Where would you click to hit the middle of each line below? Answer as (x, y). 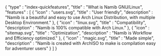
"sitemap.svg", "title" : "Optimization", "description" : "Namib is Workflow (79, 33)
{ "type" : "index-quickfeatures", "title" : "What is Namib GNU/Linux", (74, 7)
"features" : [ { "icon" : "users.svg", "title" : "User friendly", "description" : (79, 12)
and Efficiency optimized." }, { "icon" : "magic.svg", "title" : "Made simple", (80, 38)
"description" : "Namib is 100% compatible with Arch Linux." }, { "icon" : (77, 28)
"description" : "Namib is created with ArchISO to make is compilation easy (80, 43)
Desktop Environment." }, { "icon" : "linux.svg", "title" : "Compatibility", (76, 22)
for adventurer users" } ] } (31, 48)
